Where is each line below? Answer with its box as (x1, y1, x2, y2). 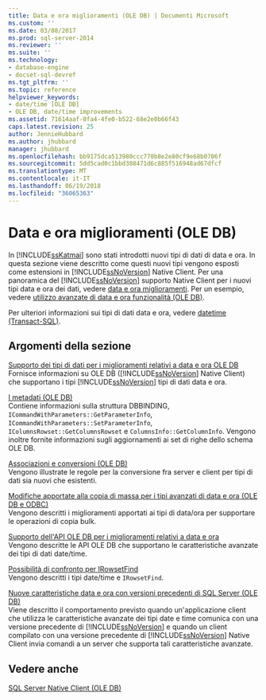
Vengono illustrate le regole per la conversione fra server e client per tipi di (8, 467, 253, 477)
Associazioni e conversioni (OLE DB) (8, 459, 129, 468)
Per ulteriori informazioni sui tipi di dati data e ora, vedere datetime (8, 307, 226, 317)
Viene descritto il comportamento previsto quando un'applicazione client (8, 605, 246, 615)
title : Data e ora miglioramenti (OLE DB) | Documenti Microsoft (8, 11, 229, 20)
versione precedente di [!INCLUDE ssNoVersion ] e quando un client (8, 622, 228, 632)
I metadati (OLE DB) (8, 393, 73, 402)
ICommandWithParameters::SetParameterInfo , (8, 418, 153, 428)
